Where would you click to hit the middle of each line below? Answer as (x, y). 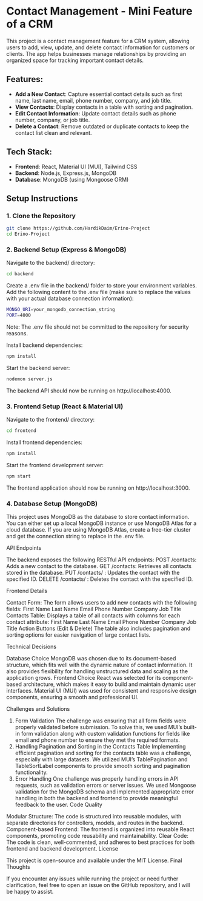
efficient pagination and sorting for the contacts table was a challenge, (103, 753)
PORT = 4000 (19, 315)
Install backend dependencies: (45, 345)
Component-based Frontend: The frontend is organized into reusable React (100, 829)
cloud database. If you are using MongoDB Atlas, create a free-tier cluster (98, 529)
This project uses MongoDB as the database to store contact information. (98, 516)
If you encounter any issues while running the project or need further (92, 879)
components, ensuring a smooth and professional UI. (72, 697)
